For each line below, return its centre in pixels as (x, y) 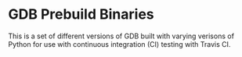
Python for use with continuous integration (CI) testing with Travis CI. (119, 44)
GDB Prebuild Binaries (81, 14)
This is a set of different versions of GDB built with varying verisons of (121, 36)
